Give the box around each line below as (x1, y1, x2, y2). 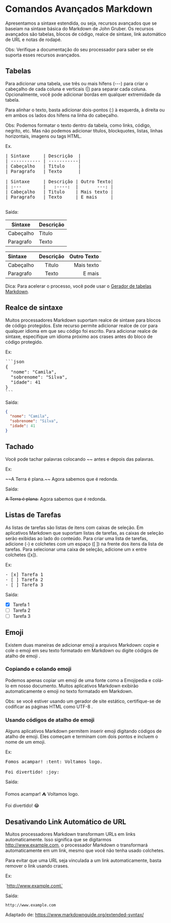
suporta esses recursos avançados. (5, 52, 81, 58)
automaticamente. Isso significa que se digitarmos (5, 836, 112, 842)
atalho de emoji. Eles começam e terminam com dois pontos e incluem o (5, 733, 158, 740)
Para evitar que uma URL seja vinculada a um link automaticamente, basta (5, 857, 162, 863)
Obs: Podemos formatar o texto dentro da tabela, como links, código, (5, 122, 151, 128)
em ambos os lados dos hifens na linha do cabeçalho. (5, 112, 119, 118)
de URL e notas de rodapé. (5, 36, 62, 43)
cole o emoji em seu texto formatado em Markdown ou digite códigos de (5, 647, 159, 653)
